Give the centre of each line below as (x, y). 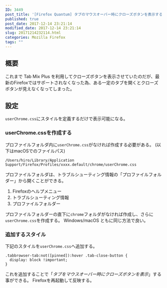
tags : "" (14, 42)
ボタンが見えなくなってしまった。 (40, 89)
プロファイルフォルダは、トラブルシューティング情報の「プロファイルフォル (83, 174)
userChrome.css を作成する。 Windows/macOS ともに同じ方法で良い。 (77, 220)
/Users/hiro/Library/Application (40, 160)
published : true (22, 19)
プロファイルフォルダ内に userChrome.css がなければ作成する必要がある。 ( (81, 144)
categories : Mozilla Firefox (35, 38)
